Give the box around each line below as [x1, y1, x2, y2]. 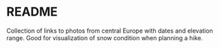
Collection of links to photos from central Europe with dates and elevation [6, 27, 213, 35]
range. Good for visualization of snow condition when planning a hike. [6, 33, 203, 42]
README [6, 4, 58, 20]
